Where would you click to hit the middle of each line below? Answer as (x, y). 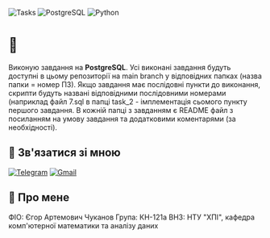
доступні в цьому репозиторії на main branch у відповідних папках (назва (135, 76)
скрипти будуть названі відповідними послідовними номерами (117, 93)
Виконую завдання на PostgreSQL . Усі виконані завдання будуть (120, 67)
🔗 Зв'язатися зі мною (64, 153)
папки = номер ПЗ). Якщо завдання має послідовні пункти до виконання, (134, 84)
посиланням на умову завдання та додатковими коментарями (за (122, 119)
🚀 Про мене (39, 198)
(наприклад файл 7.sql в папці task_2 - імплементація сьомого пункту (128, 102)
